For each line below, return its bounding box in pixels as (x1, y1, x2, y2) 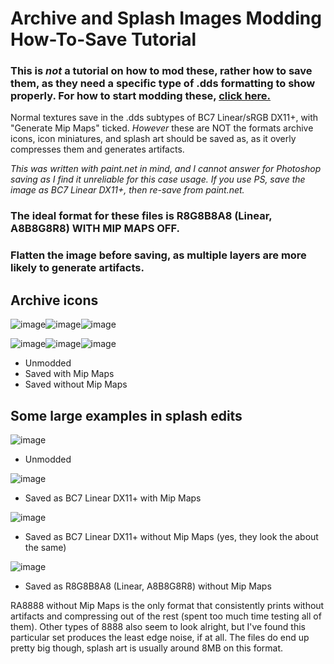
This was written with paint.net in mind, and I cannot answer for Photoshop (10, 163, 322, 175)
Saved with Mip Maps (24, 368, 115, 380)
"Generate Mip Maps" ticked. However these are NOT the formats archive (10, 122, 314, 134)
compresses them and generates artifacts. (10, 143, 185, 156)
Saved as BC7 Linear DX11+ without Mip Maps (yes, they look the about (24, 530, 319, 542)
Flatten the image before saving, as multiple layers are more (10, 248, 307, 262)
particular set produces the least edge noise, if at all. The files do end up (10, 631, 310, 643)
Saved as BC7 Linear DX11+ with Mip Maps (24, 492, 202, 504)
